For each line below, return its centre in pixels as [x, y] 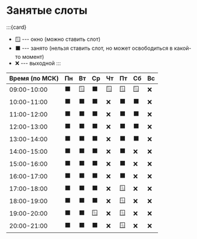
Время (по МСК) [34, 78]
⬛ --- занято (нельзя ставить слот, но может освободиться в [94, 48]
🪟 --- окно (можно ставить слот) [58, 39]
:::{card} [17, 27]
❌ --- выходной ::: [38, 63]
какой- [183, 48]
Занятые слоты [47, 11]
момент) [33, 56]
